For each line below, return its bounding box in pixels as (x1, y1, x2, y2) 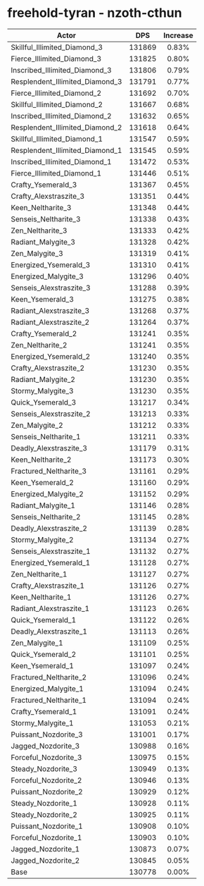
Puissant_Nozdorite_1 (11, 821, 83, 831)
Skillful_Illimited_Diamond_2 (11, 99, 103, 109)
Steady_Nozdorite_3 (11, 763, 77, 773)
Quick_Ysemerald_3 (11, 397, 77, 407)
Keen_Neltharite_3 (11, 202, 72, 212)
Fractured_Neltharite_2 (11, 672, 87, 682)
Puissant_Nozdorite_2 (11, 787, 83, 796)
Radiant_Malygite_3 (11, 237, 76, 247)
